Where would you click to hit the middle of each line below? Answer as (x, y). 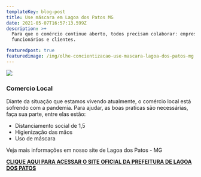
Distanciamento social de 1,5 (50, 126)
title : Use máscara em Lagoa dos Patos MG (60, 17)
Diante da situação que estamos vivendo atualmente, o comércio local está (99, 101)
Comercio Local (30, 88)
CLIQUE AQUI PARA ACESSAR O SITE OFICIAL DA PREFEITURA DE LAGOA (99, 162)
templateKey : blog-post (36, 12)
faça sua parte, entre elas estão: (46, 114)
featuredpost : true (31, 51)
